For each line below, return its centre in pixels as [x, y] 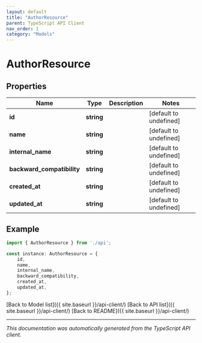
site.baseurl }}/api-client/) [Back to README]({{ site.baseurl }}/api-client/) [98, 310]
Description [126, 103]
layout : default [26, 12]
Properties [26, 86]
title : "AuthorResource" [37, 17]
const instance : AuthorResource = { [52, 254]
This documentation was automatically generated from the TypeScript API [98, 328]
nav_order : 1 [23, 29]
